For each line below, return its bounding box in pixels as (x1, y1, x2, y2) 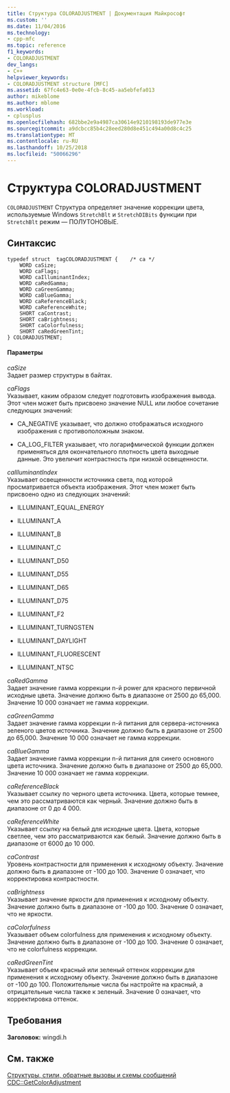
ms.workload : (7, 106, 45, 113)
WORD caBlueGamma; (19, 291, 72, 299)
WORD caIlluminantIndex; (19, 274, 91, 280)
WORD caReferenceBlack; (19, 298, 88, 305)
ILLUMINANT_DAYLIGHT (16, 637, 87, 645)
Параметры (7, 349, 43, 357)
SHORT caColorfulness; (19, 322, 84, 329)
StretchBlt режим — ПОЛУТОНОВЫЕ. (7, 217, 119, 225)
